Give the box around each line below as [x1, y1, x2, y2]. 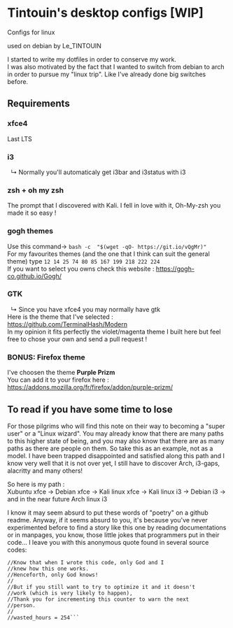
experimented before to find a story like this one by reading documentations [7, 523, 227, 531]
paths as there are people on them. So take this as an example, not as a [7, 444, 213, 452]
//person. [7, 601, 36, 609]
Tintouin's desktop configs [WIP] [7, 5, 204, 21]
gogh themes [7, 226, 54, 236]
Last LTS [7, 134, 33, 143]
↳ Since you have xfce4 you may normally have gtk [10, 305, 161, 313]
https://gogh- [155, 264, 195, 273]
